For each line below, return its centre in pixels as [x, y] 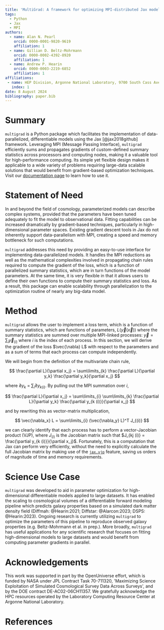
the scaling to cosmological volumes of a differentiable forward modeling [79, 501]
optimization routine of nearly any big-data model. [55, 291]
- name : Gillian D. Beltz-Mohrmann [46, 50]
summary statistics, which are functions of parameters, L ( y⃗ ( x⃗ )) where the [81, 330]
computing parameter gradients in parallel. [48, 542]
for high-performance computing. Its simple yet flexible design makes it [77, 160]
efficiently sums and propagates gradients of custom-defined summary [77, 149]
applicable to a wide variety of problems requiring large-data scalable [75, 165]
